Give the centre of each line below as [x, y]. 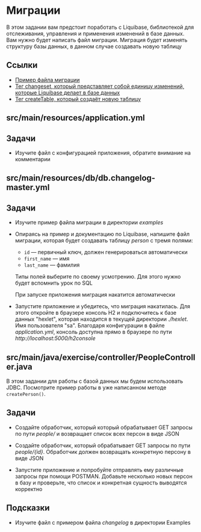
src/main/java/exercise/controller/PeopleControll [101, 357]
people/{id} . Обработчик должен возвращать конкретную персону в [103, 451]
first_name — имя [47, 259]
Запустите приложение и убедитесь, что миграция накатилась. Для [103, 306]
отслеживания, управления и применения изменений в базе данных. [95, 33]
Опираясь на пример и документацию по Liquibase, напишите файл [102, 234]
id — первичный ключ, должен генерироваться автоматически [106, 252]
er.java [19, 367]
